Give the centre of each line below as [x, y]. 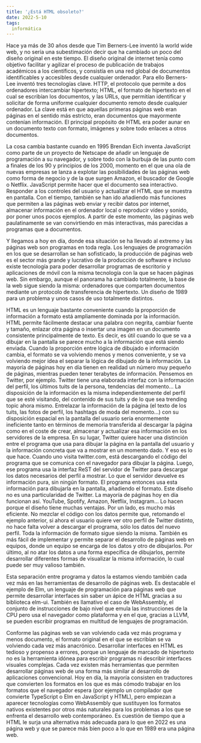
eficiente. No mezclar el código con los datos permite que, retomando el [95, 514]
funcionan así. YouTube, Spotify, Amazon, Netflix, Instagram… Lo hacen [95, 501]
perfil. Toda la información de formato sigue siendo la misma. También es [97, 533]
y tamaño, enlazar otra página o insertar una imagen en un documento [93, 329]
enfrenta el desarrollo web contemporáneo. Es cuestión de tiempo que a [96, 716]
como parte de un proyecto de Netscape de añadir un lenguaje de [88, 153]
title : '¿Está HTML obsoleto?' [45, 12]
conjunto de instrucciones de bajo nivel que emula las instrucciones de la [97, 609]
